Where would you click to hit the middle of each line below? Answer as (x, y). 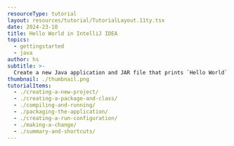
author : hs (23, 60)
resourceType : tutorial (42, 14)
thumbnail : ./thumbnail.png (48, 79)
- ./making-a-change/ (45, 125)
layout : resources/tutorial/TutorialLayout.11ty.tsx (86, 20)
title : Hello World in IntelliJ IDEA (63, 33)
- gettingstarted (39, 46)
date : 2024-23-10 (33, 27)
